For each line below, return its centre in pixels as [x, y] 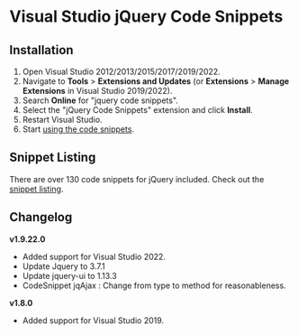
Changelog [41, 217]
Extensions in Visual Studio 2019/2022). [97, 91]
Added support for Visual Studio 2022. [94, 256]
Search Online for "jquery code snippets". [100, 100]
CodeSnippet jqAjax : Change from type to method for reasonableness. [154, 285]
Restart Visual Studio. [62, 120]
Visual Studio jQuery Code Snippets [146, 17]
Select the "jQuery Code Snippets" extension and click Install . [138, 110]
